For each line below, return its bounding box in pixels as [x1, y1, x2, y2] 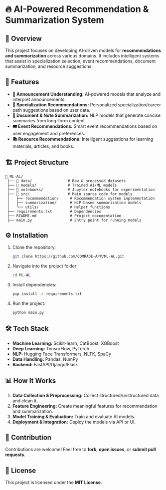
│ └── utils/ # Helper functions [7, 205, 111, 210]
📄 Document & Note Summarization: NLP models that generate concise [12, 112, 161, 118]
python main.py [12, 310, 44, 315]
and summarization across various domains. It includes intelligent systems [5, 53, 160, 58]
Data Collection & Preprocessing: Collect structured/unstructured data [12, 392, 159, 398]
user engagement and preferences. [12, 130, 86, 136]
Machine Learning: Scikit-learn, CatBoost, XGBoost [12, 340, 119, 346]
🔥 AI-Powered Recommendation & [5, 3, 149, 15]
